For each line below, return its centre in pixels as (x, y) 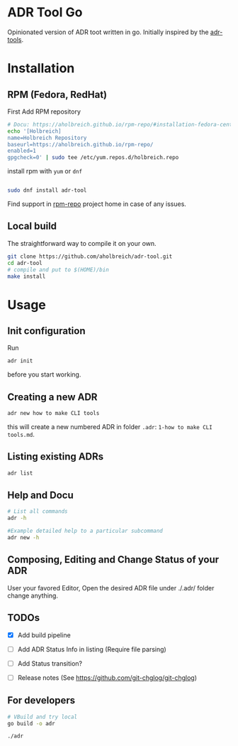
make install (27, 276)
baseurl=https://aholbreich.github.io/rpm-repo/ (80, 144)
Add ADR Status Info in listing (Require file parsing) (92, 649)
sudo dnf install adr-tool (47, 190)
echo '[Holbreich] (34, 131)
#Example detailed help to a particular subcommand (85, 531)
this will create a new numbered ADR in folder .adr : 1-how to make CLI (110, 426)
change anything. (33, 595)
